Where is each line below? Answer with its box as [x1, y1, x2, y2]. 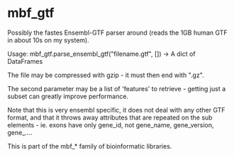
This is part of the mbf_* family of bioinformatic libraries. [7, 141, 172, 150]
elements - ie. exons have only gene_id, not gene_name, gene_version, [7, 120, 214, 129]
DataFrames [7, 57, 43, 65]
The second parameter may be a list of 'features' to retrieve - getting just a [7, 84, 226, 93]
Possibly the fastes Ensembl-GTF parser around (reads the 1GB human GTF [7, 28, 228, 37]
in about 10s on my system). [7, 35, 90, 44]
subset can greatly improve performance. [7, 92, 129, 100]
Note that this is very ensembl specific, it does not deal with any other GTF [7, 105, 225, 114]
